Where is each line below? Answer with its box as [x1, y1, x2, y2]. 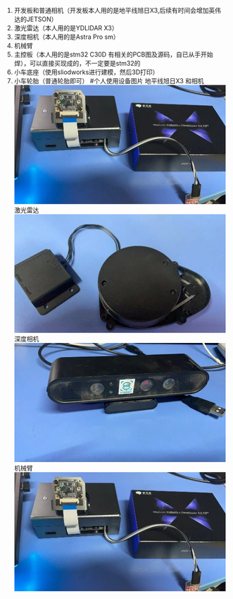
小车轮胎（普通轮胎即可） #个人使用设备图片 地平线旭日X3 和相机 [13, 77, 204, 85]
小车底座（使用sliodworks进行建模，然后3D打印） [13, 68, 159, 76]
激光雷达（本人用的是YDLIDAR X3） [13, 24, 118, 32]
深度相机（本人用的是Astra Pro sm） [13, 32, 120, 41]
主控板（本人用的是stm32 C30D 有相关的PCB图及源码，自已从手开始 [13, 50, 213, 59]
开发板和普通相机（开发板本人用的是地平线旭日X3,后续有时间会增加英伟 [13, 6, 222, 14]
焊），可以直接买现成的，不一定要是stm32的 [13, 59, 141, 67]
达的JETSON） [13, 15, 58, 23]
